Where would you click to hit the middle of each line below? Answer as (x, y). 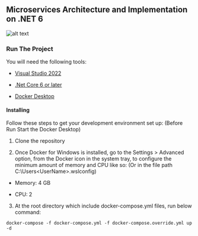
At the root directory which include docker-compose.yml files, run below (103, 206)
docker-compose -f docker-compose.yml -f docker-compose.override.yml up (99, 223)
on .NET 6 (25, 19)
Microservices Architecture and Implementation (97, 10)
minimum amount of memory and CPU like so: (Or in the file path (94, 165)
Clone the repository (40, 141)
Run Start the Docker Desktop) (44, 130)
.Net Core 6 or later (38, 85)
